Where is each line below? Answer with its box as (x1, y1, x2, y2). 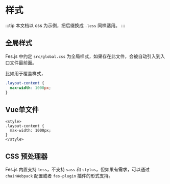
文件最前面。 (9, 59, 37, 66)
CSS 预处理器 (5, 152, 48, 161)
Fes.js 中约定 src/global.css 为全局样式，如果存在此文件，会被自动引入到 (5, 53, 161, 59)
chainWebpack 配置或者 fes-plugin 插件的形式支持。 (5, 173, 113, 178)
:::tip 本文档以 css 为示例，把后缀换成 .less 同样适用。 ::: (5, 22, 125, 28)
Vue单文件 (5, 105, 39, 114)
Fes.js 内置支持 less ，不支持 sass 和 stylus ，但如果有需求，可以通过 (5, 166, 150, 172)
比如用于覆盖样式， (5, 70, 46, 76)
